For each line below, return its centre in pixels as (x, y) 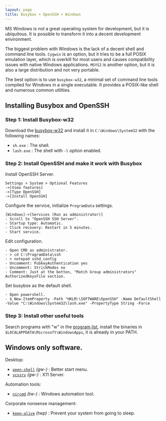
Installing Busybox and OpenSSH (57, 105)
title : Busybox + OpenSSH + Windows (43, 14)
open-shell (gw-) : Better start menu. (50, 369)
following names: (23, 136)
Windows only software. (44, 348)
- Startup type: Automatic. (34, 223)
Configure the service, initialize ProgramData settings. (59, 206)
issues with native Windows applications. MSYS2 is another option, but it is (80, 65)
